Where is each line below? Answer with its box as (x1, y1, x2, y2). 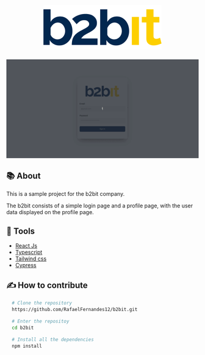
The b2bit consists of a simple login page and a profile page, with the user (6, 202, 193, 209)
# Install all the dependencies (12, 336, 95, 343)
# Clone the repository (12, 300, 72, 306)
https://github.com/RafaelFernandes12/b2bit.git (12, 307, 138, 313)
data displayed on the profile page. (6, 208, 95, 215)
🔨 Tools (6, 226, 35, 237)
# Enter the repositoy (12, 318, 70, 325)
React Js (15, 242, 38, 249)
